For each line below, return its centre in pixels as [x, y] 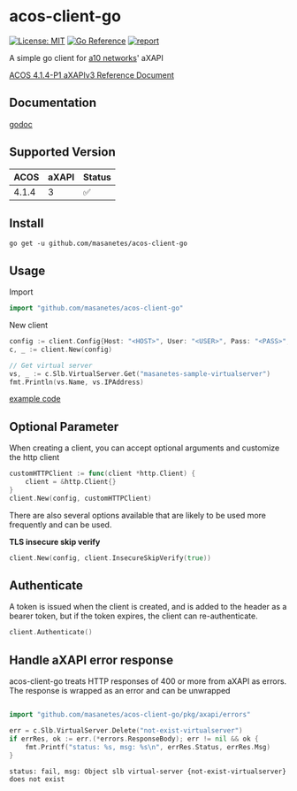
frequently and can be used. [61, 525]
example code [35, 399]
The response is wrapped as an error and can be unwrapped [120, 691]
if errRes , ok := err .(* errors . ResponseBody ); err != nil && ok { [134, 739]
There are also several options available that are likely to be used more [138, 515]
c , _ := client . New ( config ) [61, 349]
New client [29, 326]
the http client [34, 457]
